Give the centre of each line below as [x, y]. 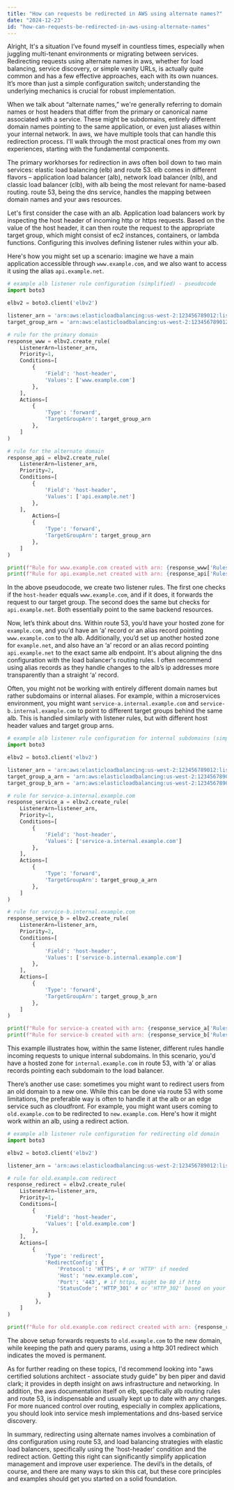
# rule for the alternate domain [56, 451]
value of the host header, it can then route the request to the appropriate [111, 228]
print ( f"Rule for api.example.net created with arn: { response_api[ [109, 574]
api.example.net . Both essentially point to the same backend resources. [110, 610]
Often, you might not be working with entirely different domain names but [112, 689]
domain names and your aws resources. [65, 200]
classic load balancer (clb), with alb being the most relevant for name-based [117, 185]
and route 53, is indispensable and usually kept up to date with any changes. [117, 1398]
